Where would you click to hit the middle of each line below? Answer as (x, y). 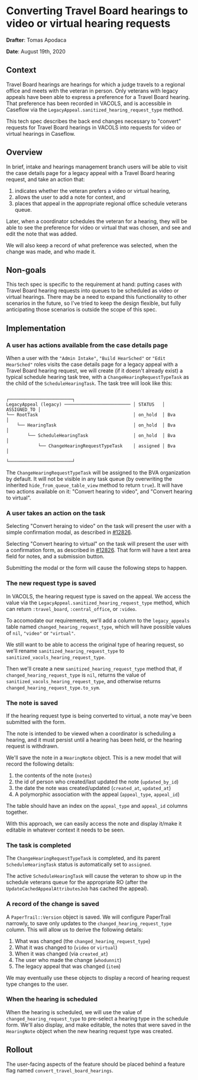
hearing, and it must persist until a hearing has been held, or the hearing (94, 740)
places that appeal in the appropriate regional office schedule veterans (101, 203)
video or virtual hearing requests (88, 23)
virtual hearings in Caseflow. (41, 133)
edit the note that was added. (42, 234)
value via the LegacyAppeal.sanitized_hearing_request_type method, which (98, 603)
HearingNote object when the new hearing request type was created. (90, 1031)
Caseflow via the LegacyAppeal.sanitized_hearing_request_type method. (95, 109)
